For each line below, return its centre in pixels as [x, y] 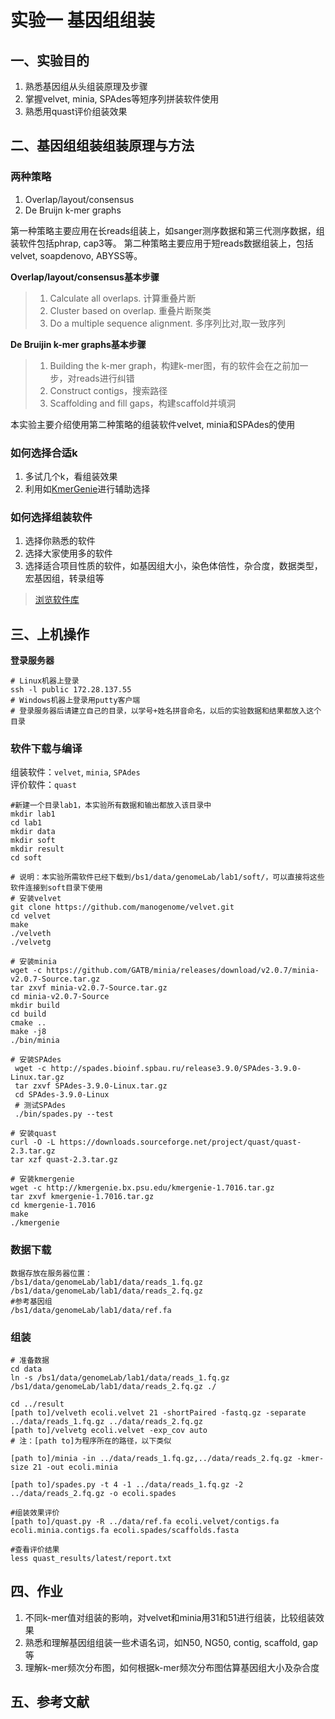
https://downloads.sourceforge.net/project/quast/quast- [180, 1142]
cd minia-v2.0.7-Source [60, 997]
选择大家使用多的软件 [68, 553]
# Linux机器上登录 [45, 681]
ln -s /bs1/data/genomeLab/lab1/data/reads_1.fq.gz [120, 1377]
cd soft [26, 858]
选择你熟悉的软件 [60, 541]
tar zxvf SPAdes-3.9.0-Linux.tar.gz [91, 1086]
